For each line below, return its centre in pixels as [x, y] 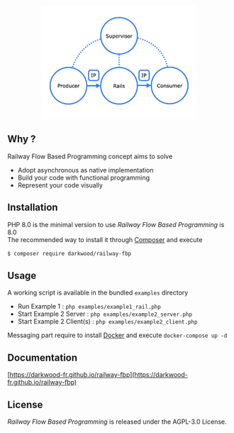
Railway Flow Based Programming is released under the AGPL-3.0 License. [117, 422]
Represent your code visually [60, 185]
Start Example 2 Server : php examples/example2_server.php [105, 314]
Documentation [43, 357]
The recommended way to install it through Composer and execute [105, 239]
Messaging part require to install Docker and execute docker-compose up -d [117, 335]
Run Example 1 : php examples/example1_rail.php [89, 307]
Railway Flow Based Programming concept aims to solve [90, 156]
